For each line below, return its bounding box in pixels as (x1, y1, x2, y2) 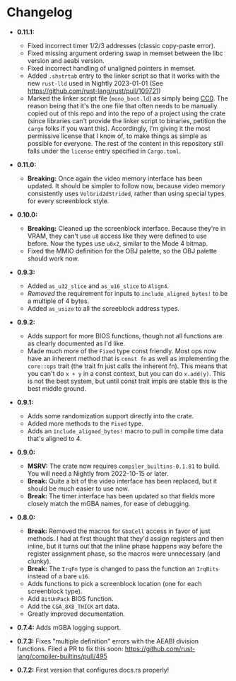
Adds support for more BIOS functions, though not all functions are (27, 331, 223, 340)
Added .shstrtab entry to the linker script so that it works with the (27, 71, 220, 80)
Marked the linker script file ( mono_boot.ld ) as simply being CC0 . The (27, 93, 229, 103)
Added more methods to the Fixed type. (27, 419, 144, 428)
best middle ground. (27, 384, 86, 393)
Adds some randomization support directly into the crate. (27, 411, 194, 420)
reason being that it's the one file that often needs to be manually (27, 101, 218, 110)
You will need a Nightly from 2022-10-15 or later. (27, 469, 169, 478)
